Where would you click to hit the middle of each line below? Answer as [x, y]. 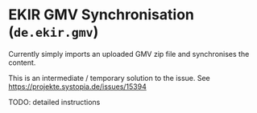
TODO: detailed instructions [54, 102]
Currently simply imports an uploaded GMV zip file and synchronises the [129, 54]
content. [22, 63]
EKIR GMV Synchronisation [102, 15]
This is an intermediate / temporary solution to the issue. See [110, 78]
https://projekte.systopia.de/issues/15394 [77, 87]
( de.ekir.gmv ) [54, 32]
